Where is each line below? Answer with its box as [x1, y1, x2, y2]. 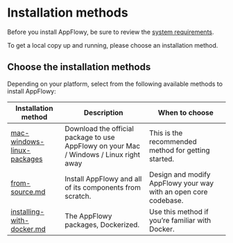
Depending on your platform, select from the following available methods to [7, 80, 223, 88]
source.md [10, 187, 46, 197]
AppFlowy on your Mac [64, 141, 141, 150]
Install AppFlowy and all [64, 174, 142, 183]
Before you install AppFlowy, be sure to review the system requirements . [7, 28, 214, 36]
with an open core [148, 187, 208, 197]
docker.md [10, 224, 46, 233]
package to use [64, 132, 116, 142]
